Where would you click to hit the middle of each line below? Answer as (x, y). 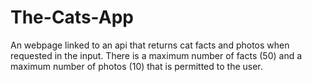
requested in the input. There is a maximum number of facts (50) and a (156, 55)
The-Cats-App (72, 17)
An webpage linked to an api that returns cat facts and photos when (150, 45)
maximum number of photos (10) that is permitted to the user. (136, 66)
